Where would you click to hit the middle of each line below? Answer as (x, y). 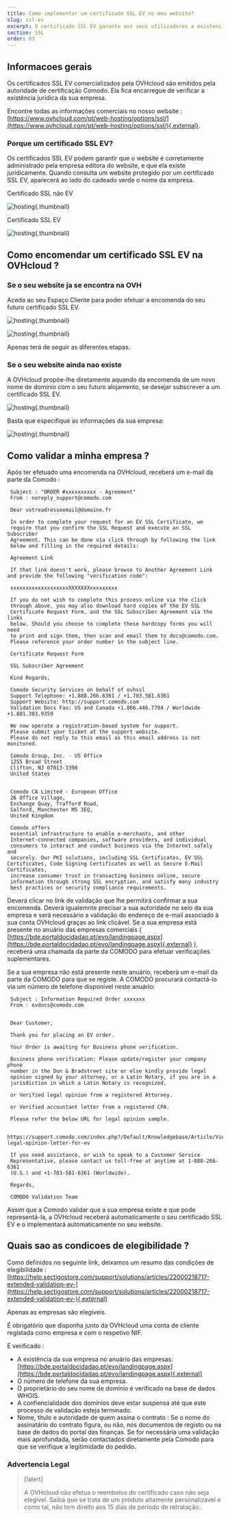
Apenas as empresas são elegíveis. (57, 1312)
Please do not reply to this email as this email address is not (105, 738)
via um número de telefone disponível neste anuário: (81, 987)
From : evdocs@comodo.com (47, 1005)
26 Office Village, (38, 798)
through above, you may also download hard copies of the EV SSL (105, 606)
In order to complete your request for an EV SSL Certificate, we (107, 522)
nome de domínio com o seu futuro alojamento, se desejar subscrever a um (114, 387)
